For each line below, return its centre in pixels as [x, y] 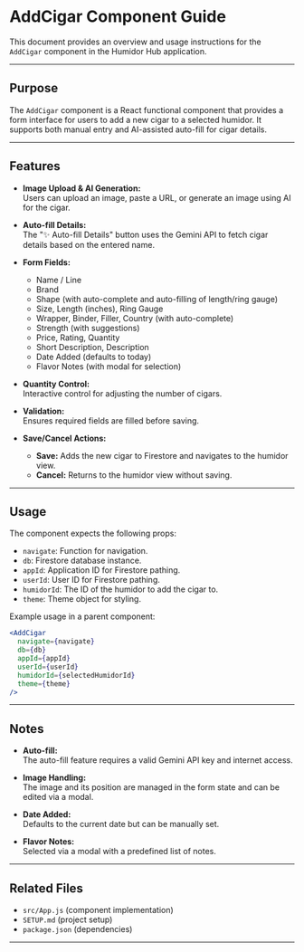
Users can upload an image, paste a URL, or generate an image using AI [157, 197]
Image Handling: [54, 778]
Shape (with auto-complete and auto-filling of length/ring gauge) [157, 299]
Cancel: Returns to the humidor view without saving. [134, 475]
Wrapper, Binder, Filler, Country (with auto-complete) [135, 318]
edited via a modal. [58, 797]
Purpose [34, 88]
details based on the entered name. [89, 244]
